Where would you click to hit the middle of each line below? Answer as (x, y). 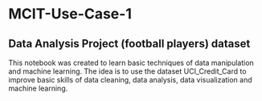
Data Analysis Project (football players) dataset (129, 44)
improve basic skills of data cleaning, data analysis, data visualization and (131, 80)
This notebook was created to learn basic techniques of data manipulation (131, 63)
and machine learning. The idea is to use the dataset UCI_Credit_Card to (127, 71)
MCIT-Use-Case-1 (70, 14)
